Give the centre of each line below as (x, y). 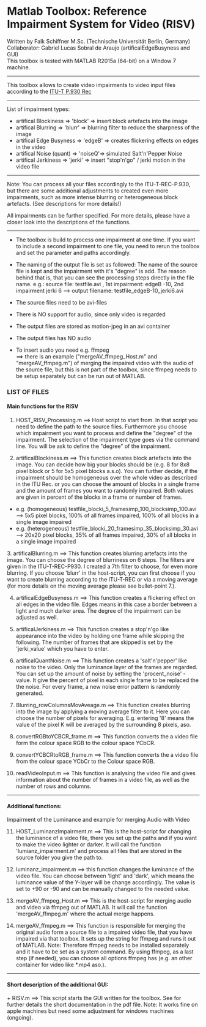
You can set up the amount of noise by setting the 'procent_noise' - (101, 674)
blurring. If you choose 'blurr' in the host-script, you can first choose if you (101, 573)
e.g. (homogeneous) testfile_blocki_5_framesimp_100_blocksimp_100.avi (106, 509)
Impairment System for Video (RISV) (101, 24)
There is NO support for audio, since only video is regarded (90, 314)
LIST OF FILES (28, 392)
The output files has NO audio (53, 338)
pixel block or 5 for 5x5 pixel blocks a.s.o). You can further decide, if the (107, 471)
